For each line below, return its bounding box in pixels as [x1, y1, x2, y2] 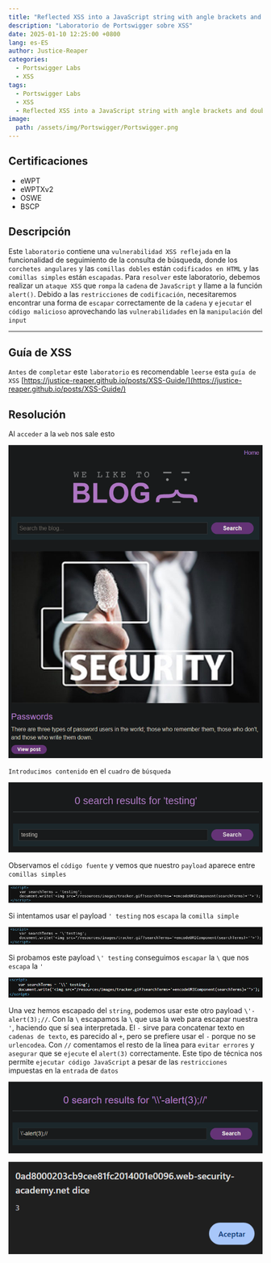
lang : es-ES [8, 39, 48, 47]
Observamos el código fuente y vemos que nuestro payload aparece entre [8, 860, 256, 870]
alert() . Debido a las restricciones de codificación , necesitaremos [8, 289, 237, 298]
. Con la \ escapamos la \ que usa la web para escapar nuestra [48, 1014, 258, 1023]
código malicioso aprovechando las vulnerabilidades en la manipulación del [8, 306, 263, 316]
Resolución [8, 407, 66, 421]
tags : [8, 81, 27, 89]
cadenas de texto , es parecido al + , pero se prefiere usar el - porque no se [8, 1031, 256, 1040]
